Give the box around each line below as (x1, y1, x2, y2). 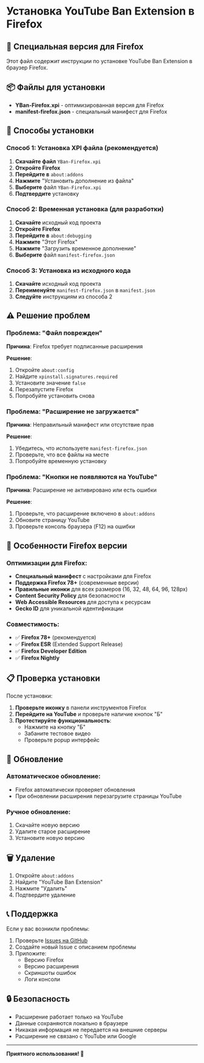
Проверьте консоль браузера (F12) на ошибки (15, 523, 135, 530)
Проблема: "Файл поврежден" (6, 329, 103, 337)
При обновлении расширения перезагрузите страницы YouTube (15, 792, 182, 800)
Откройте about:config (15, 366, 75, 373)
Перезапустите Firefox (15, 385, 74, 393)
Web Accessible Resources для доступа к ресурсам (15, 599, 151, 606)
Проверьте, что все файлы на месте (15, 451, 109, 458)
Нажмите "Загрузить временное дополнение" (15, 244, 137, 252)
